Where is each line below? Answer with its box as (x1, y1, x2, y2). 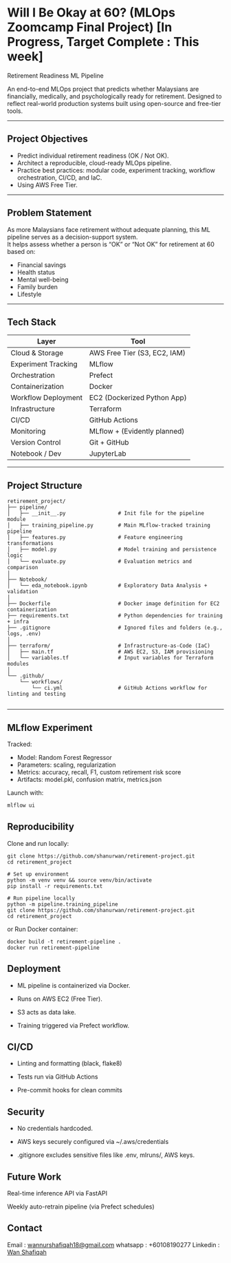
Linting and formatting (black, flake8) (16, 1059, 122, 1068)
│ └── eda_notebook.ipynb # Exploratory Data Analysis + (7, 582, 208, 589)
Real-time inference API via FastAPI (7, 1189, 108, 1197)
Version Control (10, 438, 61, 447)
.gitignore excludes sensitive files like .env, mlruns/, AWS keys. (16, 1151, 195, 1159)
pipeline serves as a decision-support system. (7, 233, 138, 241)
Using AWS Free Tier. (16, 180, 78, 189)
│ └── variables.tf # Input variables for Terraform (7, 655, 214, 661)
